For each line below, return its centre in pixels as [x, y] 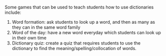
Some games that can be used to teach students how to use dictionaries [79, 7]
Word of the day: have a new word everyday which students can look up [86, 32]
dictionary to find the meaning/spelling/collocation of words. [74, 48]
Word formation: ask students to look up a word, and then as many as [83, 22]
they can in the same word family [46, 27]
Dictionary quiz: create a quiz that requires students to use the [76, 43]
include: [13, 12]
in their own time [29, 38]
